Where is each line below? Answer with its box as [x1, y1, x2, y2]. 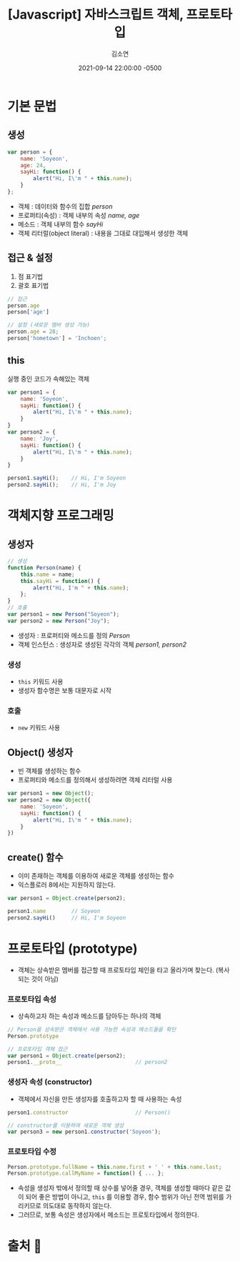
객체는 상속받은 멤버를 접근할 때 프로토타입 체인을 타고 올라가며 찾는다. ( [17, 965, 219, 974]
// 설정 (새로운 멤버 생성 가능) [7, 322, 91, 329]
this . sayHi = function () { [20, 577, 101, 584]
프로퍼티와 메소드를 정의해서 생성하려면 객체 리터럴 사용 [17, 776, 173, 784]
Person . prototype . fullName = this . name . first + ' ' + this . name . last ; [7, 1163, 222, 1170]
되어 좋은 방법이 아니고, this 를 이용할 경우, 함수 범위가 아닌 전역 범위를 [25, 1192, 225, 1201]
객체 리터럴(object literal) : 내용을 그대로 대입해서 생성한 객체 [17, 229, 189, 237]
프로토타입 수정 [7, 1147, 57, 1157]
